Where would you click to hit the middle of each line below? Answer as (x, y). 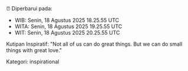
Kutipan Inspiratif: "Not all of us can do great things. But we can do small (94, 44)
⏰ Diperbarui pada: (29, 9)
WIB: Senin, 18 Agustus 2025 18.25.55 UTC (67, 20)
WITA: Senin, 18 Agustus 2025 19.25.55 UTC (68, 26)
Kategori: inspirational (33, 62)
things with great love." (34, 50)
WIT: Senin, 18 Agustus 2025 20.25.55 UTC (67, 33)
